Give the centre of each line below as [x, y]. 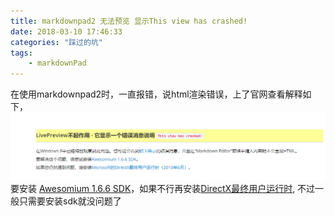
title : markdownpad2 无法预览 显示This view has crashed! [129, 21]
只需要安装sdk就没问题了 [70, 201]
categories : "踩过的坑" [56, 42]
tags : [21, 53]
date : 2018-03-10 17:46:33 [66, 31]
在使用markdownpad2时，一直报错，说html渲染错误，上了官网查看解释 [156, 94]
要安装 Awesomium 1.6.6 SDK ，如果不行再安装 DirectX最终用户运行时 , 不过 [163, 188]
